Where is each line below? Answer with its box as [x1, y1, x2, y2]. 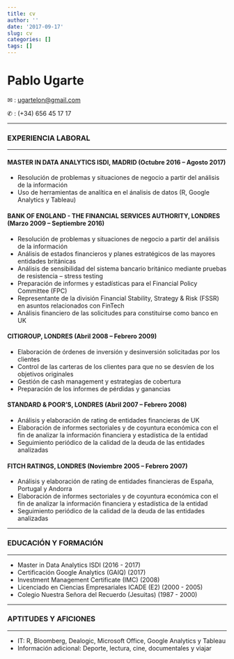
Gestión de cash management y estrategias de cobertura [17, 377, 181, 386]
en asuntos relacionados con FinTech [17, 301, 125, 310]
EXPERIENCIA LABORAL [7, 133, 91, 143]
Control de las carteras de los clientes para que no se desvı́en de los [17, 362, 214, 370]
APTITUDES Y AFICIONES [7, 614, 96, 624]
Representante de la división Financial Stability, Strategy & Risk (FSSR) [17, 294, 219, 302]
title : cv [7, 10, 36, 17]
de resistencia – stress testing [17, 271, 103, 280]
